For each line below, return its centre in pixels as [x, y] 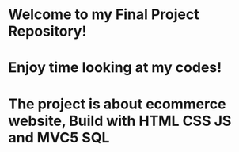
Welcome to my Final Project [104, 15]
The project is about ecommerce [117, 104]
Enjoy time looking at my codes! [115, 68]
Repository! [47, 31]
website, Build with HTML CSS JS [120, 121]
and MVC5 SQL [59, 137]
